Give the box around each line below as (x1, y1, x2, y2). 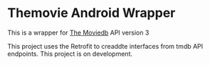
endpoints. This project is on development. (7, 49, 133, 58)
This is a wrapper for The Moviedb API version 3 (7, 28, 149, 37)
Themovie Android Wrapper (7, 5, 176, 21)
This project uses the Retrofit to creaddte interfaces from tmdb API (7, 42, 204, 50)
